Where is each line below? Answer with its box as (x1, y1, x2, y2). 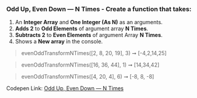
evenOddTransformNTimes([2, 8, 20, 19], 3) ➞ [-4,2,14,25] (21, 50, 167, 57)
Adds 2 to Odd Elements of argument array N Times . (15, 25, 149, 32)
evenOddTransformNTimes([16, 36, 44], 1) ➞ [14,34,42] (21, 61, 159, 68)
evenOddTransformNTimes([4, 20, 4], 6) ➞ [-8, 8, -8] (21, 73, 155, 80)
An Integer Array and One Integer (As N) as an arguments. (15, 19, 163, 26)
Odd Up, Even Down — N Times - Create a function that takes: (6, 5, 192, 13)
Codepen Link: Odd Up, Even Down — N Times (6, 85, 124, 92)
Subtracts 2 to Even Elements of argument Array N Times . (15, 31, 163, 39)
